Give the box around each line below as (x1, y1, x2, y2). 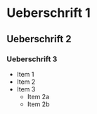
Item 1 (16, 70, 34, 78)
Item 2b (27, 100, 50, 108)
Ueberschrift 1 (6, 5, 91, 21)
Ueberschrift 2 (6, 33, 72, 45)
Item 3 (16, 84, 36, 93)
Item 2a (27, 92, 50, 101)
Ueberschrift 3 (6, 54, 58, 64)
